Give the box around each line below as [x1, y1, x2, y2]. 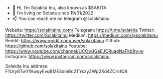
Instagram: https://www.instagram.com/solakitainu [5, 54, 110, 59]
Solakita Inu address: [5, 63, 49, 69]
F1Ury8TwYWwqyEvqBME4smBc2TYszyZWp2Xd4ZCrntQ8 [5, 69, 128, 74]
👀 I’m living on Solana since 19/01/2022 [12, 10, 94, 16]
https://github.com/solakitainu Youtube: [5, 43, 87, 49]
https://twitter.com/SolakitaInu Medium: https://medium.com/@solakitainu [5, 32, 158, 38]
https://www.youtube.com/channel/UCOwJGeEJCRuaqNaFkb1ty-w [5, 48, 144, 54]
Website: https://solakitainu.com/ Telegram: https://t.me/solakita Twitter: [5, 27, 155, 33]
